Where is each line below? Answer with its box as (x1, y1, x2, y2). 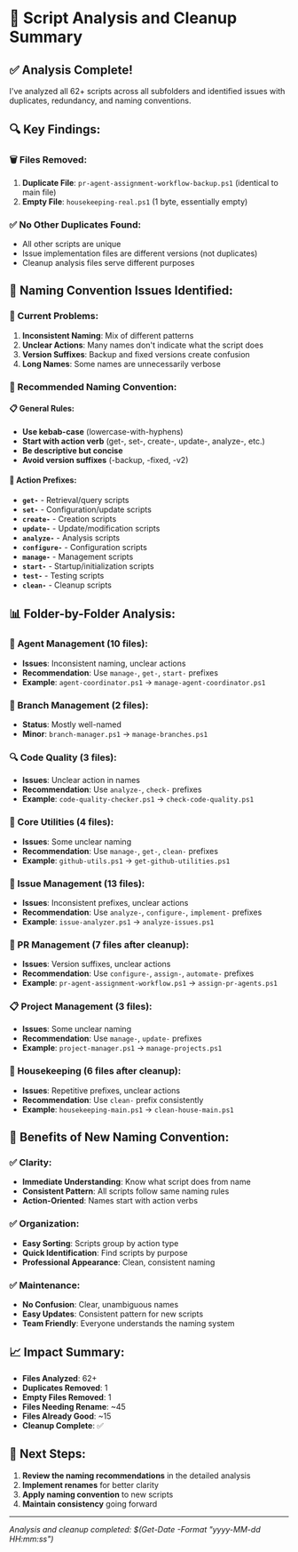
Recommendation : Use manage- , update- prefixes (21, 1033, 202, 1044)
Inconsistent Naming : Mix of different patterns (21, 330, 194, 340)
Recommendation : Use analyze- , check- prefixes (21, 784, 202, 795)
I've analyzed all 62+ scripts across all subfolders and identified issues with (9, 86, 286, 96)
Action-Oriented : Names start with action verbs (21, 1196, 198, 1206)
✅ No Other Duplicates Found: (9, 218, 142, 230)
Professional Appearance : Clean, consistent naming (21, 1257, 216, 1268)
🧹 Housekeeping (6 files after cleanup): (9, 1065, 182, 1077)
